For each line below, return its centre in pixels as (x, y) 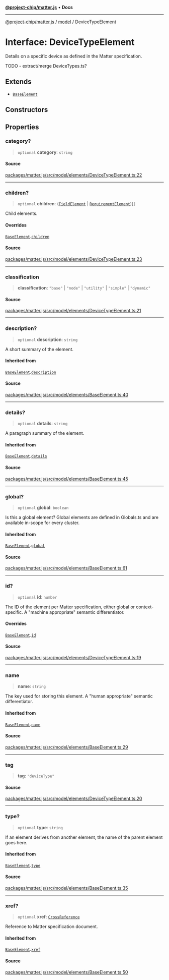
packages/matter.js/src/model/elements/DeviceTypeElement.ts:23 (74, 259)
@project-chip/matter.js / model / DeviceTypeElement (61, 22)
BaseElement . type (23, 865)
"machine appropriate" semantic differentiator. (76, 612)
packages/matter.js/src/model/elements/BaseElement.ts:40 (67, 394)
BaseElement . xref (23, 949)
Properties (22, 127)
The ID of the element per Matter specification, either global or (70, 607)
